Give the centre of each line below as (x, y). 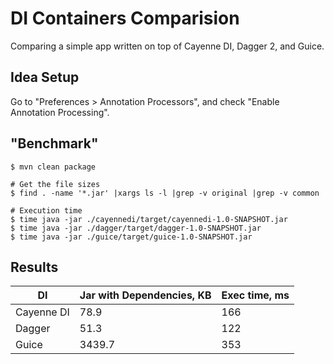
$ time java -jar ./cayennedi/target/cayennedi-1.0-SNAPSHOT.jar (149, 219)
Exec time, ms (255, 295)
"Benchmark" (54, 143)
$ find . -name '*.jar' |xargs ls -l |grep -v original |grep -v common (165, 193)
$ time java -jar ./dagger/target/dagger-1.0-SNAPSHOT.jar (136, 228)
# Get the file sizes (55, 184)
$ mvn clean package (53, 167)
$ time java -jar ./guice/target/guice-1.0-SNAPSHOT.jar (131, 237)
